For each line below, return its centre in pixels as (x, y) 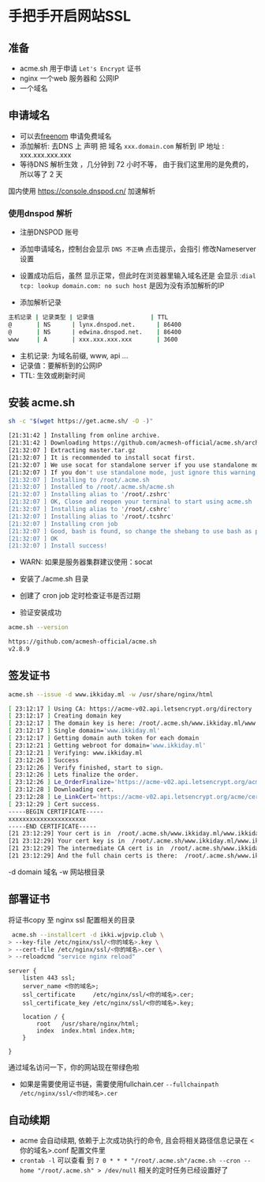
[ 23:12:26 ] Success (44, 760)
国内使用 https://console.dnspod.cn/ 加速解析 (82, 191)
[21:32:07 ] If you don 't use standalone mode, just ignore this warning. (134, 472)
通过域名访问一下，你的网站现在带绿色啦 (74, 1067)
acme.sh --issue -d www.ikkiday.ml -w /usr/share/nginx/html (111, 694)
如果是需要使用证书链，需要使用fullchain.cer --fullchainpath (119, 1084)
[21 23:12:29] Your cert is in (60, 834)
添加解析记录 (40, 302)
